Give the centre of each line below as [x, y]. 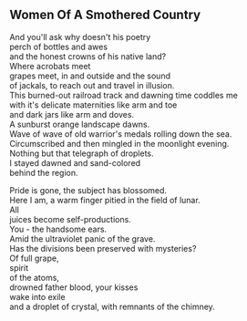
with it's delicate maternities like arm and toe [93, 105]
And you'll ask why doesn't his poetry [80, 36]
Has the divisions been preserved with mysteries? [103, 248]
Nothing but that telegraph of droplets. [82, 153]
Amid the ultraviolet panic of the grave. [82, 238]
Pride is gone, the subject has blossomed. [88, 190]
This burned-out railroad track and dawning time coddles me [124, 95]
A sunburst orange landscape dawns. [80, 124]
